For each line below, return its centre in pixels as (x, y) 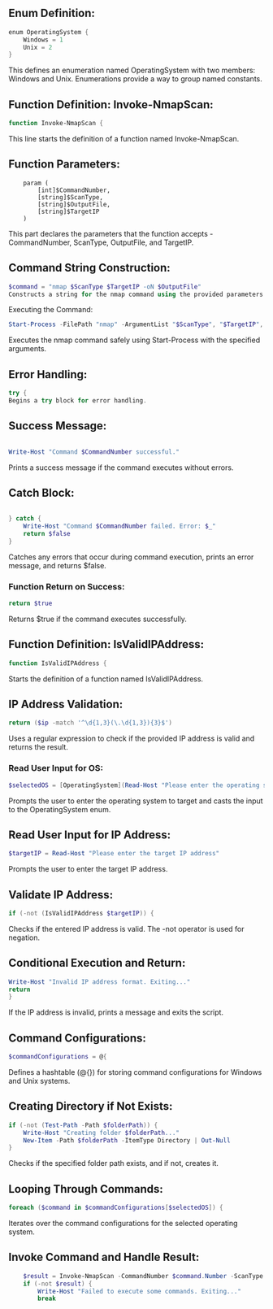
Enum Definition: (52, 13)
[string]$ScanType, (71, 197)
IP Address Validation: (66, 705)
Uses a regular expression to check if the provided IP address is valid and (132, 738)
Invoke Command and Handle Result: (104, 1257)
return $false (47, 534)
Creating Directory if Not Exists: (91, 1106)
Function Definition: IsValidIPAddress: (106, 644)
